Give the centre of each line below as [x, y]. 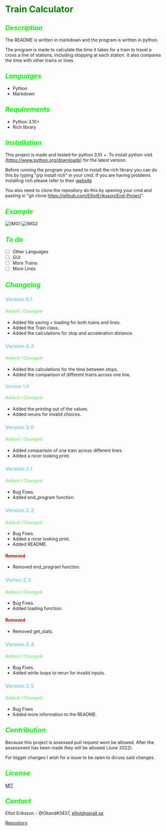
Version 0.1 [19, 299]
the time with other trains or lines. [40, 60]
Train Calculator [39, 9]
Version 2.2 [20, 510]
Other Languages [30, 252]
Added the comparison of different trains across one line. [72, 374]
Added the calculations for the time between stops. [65, 369]
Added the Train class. [36, 328]
